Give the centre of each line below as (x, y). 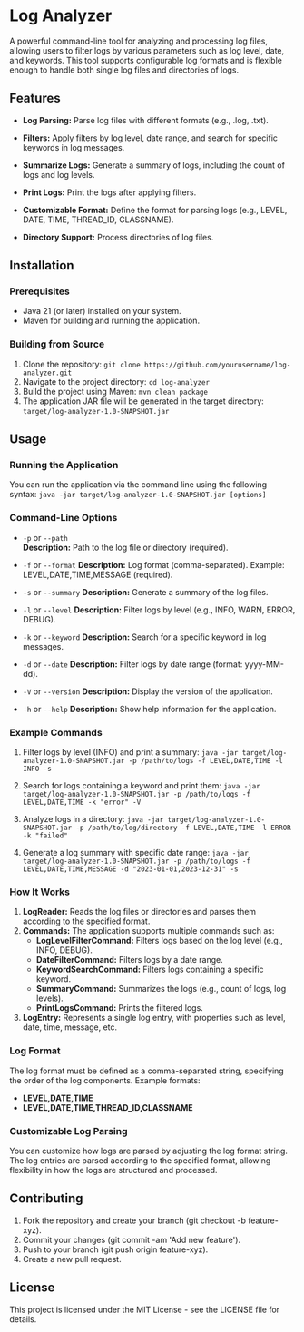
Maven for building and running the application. (111, 321)
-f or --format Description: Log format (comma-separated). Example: (153, 564)
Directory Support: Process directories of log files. (118, 237)
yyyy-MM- (264, 664)
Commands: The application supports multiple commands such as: (148, 931)
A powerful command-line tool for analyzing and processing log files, (138, 41)
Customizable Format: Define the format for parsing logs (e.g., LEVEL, (155, 210)
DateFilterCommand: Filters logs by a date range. (130, 960)
